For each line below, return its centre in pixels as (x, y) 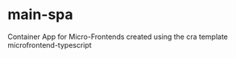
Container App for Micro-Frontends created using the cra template (118, 37)
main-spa (40, 15)
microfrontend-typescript (50, 44)
